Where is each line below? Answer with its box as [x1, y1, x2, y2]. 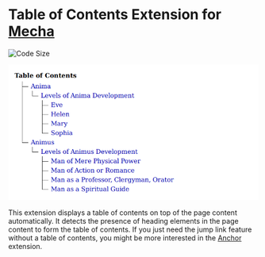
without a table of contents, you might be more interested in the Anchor [8, 233, 242, 243]
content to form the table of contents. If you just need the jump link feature [8, 224, 252, 235]
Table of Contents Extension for [8, 6, 222, 24]
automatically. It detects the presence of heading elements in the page [8, 217, 240, 226]
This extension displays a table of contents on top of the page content [8, 208, 238, 217]
